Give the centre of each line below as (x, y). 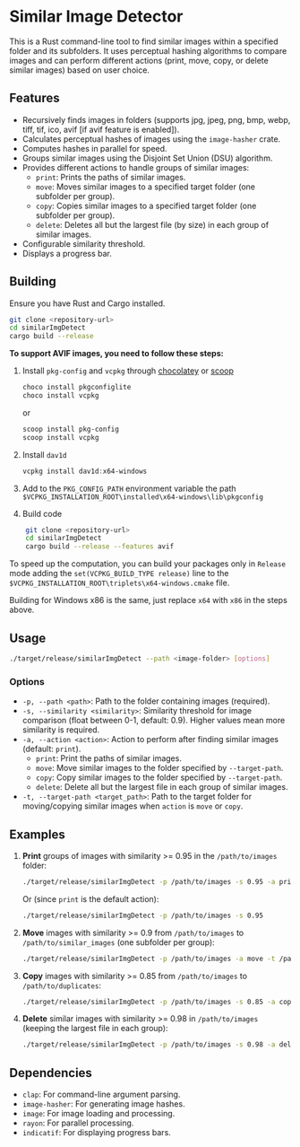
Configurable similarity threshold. (84, 243)
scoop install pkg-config (70, 429)
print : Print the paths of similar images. (108, 758)
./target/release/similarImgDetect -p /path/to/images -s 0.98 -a (149, 1045)
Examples (37, 834)
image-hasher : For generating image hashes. (103, 1104)
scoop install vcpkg (60, 437)
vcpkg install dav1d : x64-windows (85, 471)
